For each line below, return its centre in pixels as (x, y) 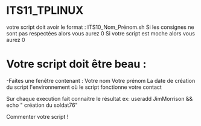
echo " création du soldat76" (42, 105)
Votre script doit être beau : (76, 64)
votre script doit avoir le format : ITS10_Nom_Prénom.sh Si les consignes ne (100, 27)
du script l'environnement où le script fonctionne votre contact (84, 87)
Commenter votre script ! (37, 116)
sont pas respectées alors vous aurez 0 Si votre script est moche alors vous (101, 33)
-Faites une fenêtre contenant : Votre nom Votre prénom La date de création (101, 80)
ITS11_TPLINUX (45, 10)
